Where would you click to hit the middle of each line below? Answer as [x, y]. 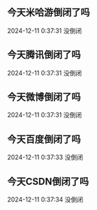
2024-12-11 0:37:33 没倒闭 [45, 157]
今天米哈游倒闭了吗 [48, 13]
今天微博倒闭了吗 [44, 97]
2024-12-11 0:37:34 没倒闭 [45, 200]
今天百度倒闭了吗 [44, 139]
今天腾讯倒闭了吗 [44, 55]
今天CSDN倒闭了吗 [48, 181]
